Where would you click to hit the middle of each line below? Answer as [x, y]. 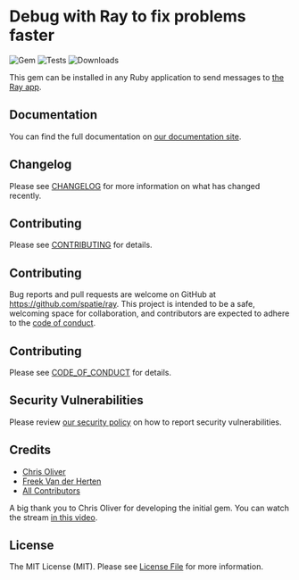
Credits [30, 450]
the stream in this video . [54, 517]
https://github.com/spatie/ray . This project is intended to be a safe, [133, 304]
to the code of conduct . [53, 323]
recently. [25, 195]
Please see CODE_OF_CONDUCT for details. [91, 373]
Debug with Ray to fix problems [128, 17]
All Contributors [51, 490]
